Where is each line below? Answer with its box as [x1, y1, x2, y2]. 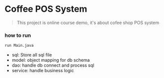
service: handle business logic [11, 68, 74, 74]
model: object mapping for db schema [11, 57, 90, 63]
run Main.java [4, 43, 34, 48]
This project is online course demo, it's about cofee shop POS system [16, 20, 160, 26]
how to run [4, 32, 31, 39]
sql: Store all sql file [11, 52, 53, 58]
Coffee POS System [4, 3, 88, 15]
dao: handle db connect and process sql [11, 62, 95, 68]
